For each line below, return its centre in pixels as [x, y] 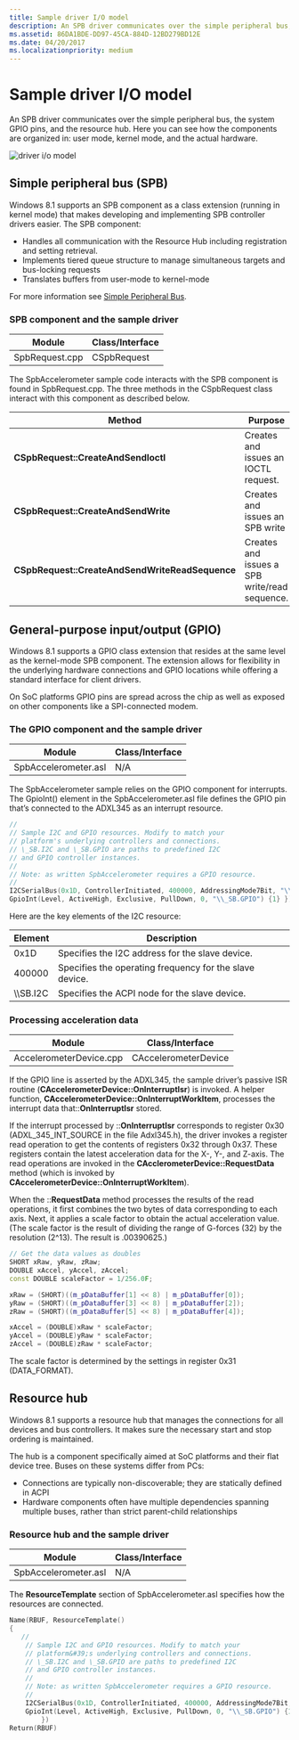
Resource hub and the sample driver [89, 1534]
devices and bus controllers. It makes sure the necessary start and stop [141, 1429]
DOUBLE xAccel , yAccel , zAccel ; [69, 1270]
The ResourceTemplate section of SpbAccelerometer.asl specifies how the [147, 1595]
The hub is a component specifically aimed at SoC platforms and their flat [144, 1456]
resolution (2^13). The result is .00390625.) [88, 1238]
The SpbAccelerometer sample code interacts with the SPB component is [144, 380]
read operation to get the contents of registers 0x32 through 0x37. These [143, 1145]
